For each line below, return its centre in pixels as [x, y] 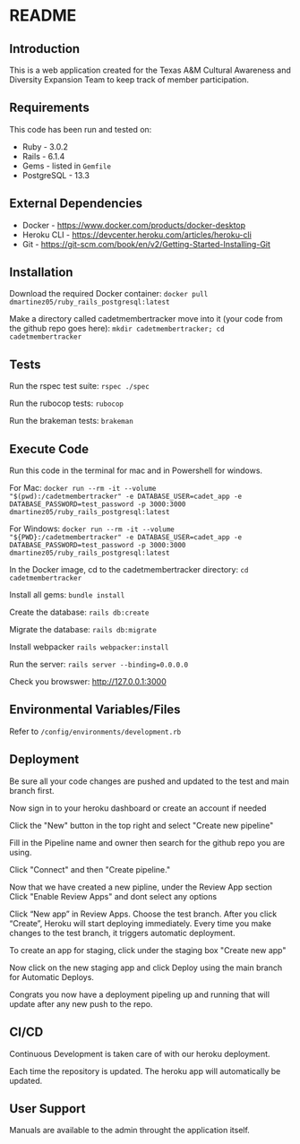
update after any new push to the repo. [81, 1003]
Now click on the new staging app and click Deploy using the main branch [146, 968]
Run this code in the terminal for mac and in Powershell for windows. [136, 470]
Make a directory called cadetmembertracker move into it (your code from [146, 319]
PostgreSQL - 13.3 [56, 175]
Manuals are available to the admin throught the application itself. [130, 1131]
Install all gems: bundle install [67, 595]
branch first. [32, 790]
